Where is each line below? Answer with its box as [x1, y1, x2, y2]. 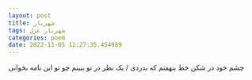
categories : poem [8, 33, 66, 42]
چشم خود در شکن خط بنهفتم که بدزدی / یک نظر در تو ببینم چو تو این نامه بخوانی [8, 63, 244, 72]
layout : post [8, 11, 52, 20]
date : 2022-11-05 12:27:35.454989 [8, 41, 123, 49]
